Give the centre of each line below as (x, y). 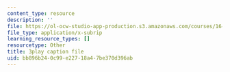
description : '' (30, 20)
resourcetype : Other (37, 45)
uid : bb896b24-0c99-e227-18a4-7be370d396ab (70, 58)
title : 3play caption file (46, 52)
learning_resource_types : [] (49, 39)
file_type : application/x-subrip (55, 33)
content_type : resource (41, 13)
